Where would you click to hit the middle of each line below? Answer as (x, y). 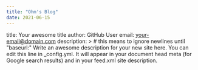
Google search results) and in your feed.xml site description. (82, 60)
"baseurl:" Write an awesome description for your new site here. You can (98, 47)
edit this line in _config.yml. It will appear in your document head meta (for (99, 54)
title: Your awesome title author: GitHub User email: (70, 34)
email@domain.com (31, 41)
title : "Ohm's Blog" (32, 12)
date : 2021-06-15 (28, 17)
